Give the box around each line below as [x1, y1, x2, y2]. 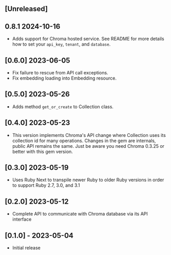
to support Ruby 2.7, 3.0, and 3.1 [12, 182, 80, 188]
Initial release [12, 245, 41, 251]
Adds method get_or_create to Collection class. [12, 103, 114, 110]
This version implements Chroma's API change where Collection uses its [12, 132, 166, 138]
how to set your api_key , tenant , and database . [12, 41, 111, 47]
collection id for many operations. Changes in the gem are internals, [12, 138, 156, 144]
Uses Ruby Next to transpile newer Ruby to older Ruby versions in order [12, 177, 164, 183]
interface [12, 216, 32, 223]
